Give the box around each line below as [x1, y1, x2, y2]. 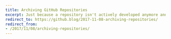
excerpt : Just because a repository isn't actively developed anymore [5, 12, 158, 17]
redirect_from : [5, 21, 38, 27]
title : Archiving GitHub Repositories [5, 7, 88, 13]
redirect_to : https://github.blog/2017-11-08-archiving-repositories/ [5, 17, 158, 22]
